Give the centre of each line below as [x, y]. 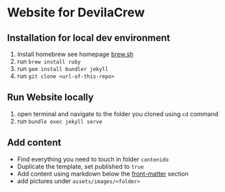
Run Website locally [50, 97]
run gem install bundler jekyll [62, 69]
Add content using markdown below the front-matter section [103, 174]
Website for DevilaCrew [76, 13]
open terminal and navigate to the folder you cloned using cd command [118, 113]
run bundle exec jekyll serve [60, 121]
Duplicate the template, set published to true [80, 166]
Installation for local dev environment [88, 38]
